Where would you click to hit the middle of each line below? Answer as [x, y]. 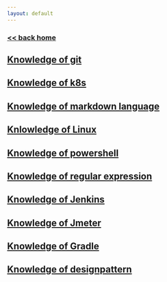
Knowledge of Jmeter [54, 223]
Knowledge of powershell [63, 153]
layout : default [30, 13]
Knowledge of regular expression [80, 176]
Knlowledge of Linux [52, 130]
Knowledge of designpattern [69, 269]
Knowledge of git [44, 59]
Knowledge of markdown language [83, 106]
